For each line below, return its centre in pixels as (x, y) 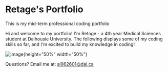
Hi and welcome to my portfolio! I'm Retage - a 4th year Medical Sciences (83, 33)
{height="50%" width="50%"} (56, 54)
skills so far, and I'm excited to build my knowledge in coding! (70, 44)
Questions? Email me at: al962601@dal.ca (49, 64)
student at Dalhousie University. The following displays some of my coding (84, 39)
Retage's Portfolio (44, 9)
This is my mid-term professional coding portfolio (57, 23)
